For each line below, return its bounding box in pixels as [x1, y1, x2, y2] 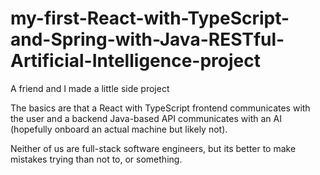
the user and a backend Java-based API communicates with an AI [10, 112, 282, 124]
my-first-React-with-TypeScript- [10, 7, 290, 30]
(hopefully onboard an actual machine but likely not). [10, 123, 228, 135]
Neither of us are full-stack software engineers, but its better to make [10, 142, 297, 154]
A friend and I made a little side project [10, 82, 170, 94]
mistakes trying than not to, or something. [10, 153, 183, 165]
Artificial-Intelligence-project [10, 50, 261, 72]
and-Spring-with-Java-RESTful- [10, 28, 285, 51]
